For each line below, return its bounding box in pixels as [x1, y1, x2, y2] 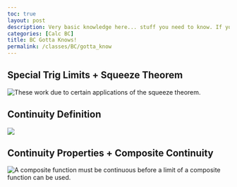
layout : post [7, 17, 46, 24]
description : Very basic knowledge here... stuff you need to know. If [7, 23, 222, 30]
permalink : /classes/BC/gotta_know [7, 43, 112, 50]
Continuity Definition [7, 109, 102, 121]
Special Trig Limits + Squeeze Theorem [7, 69, 183, 81]
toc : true [7, 10, 37, 18]
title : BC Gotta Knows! [7, 37, 78, 44]
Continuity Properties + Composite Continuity [7, 147, 214, 159]
